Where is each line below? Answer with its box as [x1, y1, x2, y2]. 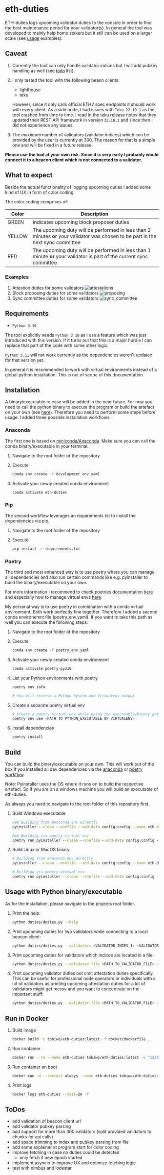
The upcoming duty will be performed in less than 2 [32, 226, 151, 233]
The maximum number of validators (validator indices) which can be [12, 131, 150, 138]
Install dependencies [12, 725, 55, 731]
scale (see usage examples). [5, 35, 63, 41]
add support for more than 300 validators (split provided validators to [12, 1128, 152, 1135]
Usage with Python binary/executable [5, 888, 123, 896]
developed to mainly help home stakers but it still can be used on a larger [5, 30, 152, 36]
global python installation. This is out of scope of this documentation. [5, 371, 144, 378]
